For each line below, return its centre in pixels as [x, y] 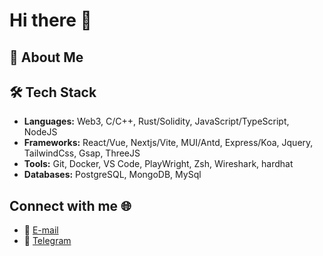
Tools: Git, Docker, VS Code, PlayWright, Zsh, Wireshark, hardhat [158, 164]
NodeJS [40, 132]
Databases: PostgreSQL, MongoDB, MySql [112, 175]
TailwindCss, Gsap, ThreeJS [82, 153]
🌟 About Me [46, 57]
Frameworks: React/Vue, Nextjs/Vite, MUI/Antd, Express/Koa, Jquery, [168, 143]
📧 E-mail [41, 230]
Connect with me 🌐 [70, 205]
